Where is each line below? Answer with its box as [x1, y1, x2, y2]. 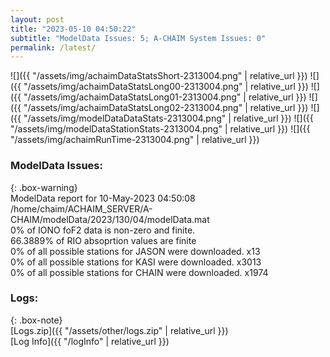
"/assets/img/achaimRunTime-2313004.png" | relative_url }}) [10, 134, 260, 146]
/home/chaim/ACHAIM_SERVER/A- [10, 202, 153, 215]
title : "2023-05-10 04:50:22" [10, 24, 137, 34]
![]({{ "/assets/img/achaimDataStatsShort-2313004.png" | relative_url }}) [10, 70, 308, 82]
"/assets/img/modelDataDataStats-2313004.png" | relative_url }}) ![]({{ [23, 112, 314, 125]
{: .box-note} [10, 314, 63, 326]
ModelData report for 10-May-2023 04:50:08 [10, 192, 196, 204]
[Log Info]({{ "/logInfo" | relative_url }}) [10, 335, 170, 347]
